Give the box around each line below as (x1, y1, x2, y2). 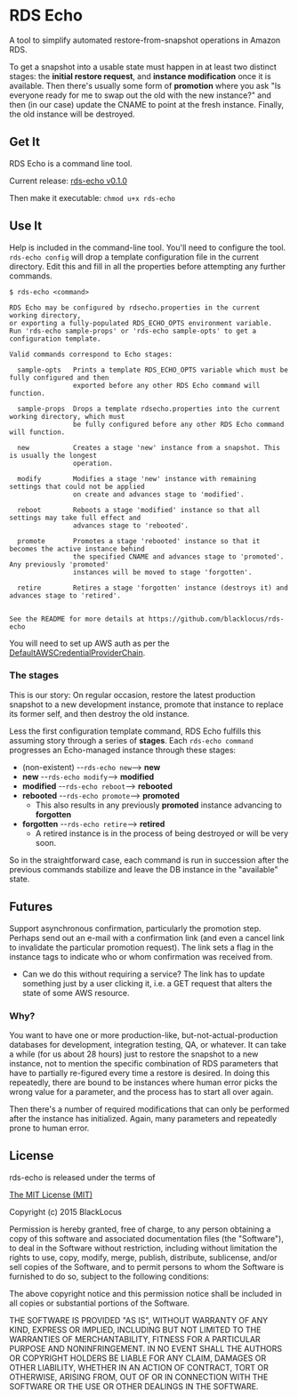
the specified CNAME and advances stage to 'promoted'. (72, 552, 285, 561)
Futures (9, 899, 53, 914)
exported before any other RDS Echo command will (72, 381, 261, 390)
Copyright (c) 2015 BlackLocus (9, 1206, 123, 1217)
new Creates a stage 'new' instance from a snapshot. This (17, 443, 280, 452)
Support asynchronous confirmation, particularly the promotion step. (9, 922, 262, 934)
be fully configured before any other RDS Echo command (72, 420, 285, 429)
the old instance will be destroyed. (9, 109, 135, 119)
